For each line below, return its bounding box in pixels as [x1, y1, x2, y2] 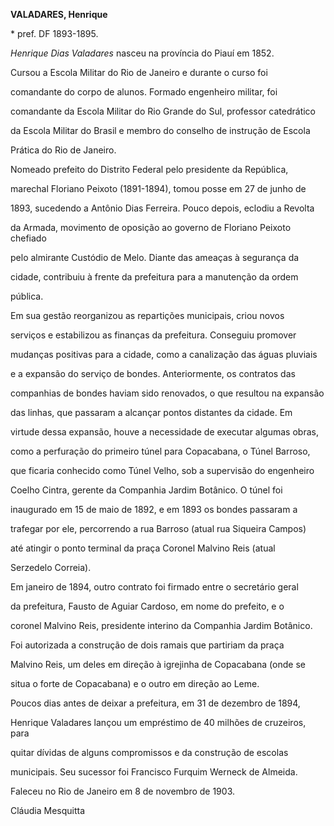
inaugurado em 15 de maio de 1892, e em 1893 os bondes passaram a [10, 504, 298, 515]
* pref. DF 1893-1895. [10, 28, 99, 39]
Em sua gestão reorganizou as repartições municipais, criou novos [10, 310, 285, 321]
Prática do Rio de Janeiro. [10, 144, 117, 156]
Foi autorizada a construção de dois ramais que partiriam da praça [10, 639, 285, 651]
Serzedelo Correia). [10, 562, 92, 573]
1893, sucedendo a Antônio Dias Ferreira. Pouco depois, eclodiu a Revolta [10, 202, 315, 214]
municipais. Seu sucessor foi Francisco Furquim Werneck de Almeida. [10, 766, 298, 778]
